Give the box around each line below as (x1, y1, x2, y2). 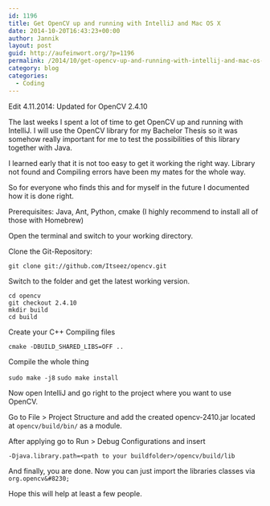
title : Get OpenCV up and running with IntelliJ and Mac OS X (8, 19, 221, 27)
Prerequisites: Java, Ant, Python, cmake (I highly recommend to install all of (8, 206, 259, 216)
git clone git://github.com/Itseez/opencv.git (8, 262, 167, 270)
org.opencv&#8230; (8, 475, 70, 483)
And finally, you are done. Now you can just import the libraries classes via (8, 466, 256, 475)
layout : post (8, 42, 52, 50)
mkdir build (8, 305, 48, 314)
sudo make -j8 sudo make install (8, 374, 119, 382)
